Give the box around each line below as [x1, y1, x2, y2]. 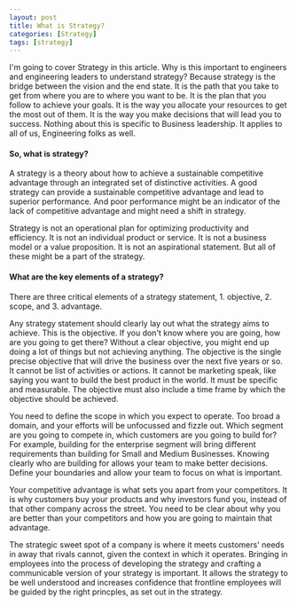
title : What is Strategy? [9, 21, 105, 30]
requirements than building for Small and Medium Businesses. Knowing [9, 448, 270, 459]
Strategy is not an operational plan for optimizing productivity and [9, 223, 250, 233]
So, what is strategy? [9, 148, 89, 159]
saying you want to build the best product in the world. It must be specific [9, 374, 278, 385]
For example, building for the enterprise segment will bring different [9, 438, 256, 449]
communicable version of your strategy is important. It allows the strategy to [9, 567, 288, 578]
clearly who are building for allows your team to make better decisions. [9, 458, 269, 468]
